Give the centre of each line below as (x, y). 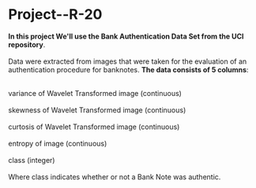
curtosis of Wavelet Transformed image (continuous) (94, 127)
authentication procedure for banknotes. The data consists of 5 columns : (128, 69)
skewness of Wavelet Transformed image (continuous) (97, 110)
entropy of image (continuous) (58, 143)
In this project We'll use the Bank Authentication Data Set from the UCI (126, 36)
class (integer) (32, 160)
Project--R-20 (55, 15)
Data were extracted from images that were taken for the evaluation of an (128, 61)
